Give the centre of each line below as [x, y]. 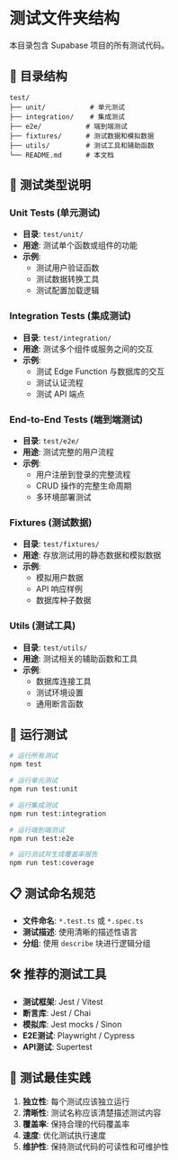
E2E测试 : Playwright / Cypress [78, 1035]
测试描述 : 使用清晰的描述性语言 [80, 932]
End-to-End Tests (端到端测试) [76, 419]
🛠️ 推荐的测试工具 [58, 974]
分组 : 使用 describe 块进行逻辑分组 [86, 943]
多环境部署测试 [63, 498]
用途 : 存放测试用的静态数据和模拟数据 [92, 555]
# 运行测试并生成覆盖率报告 [54, 854]
